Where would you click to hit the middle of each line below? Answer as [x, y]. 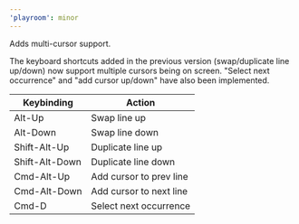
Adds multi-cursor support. [60, 43]
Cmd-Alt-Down [48, 191]
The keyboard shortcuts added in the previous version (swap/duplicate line [149, 61]
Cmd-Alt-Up [42, 176]
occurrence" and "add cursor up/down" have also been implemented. [140, 80]
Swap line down [125, 132]
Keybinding [48, 102]
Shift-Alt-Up [42, 147]
